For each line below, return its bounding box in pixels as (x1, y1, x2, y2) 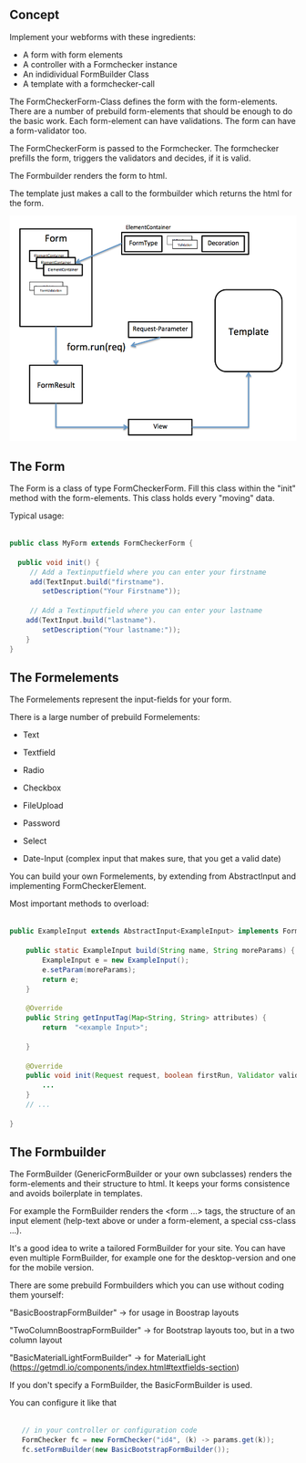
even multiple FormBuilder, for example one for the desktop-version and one (9, 1252, 296, 1263)
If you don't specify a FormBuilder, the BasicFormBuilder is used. (9, 1380, 253, 1391)
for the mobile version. (9, 1262, 94, 1273)
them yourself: (9, 1290, 64, 1301)
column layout (9, 1334, 63, 1345)
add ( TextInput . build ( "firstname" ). (29, 577, 166, 587)
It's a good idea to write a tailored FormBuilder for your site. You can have (9, 1243, 286, 1254)
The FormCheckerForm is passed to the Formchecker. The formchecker (9, 142, 280, 153)
